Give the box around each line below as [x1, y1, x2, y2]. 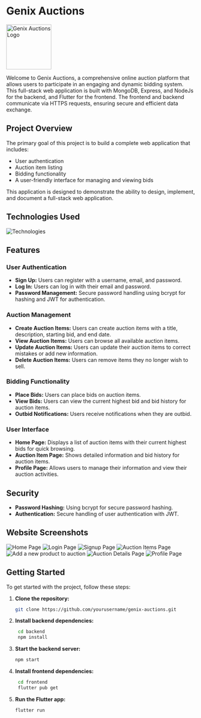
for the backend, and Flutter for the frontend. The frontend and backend [6, 93, 185, 100]
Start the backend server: [14, 645, 81, 653]
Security [6, 488, 39, 498]
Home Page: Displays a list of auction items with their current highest [14, 439, 187, 446]
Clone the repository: [14, 595, 70, 602]
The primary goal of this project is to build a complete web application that [6, 139, 190, 146]
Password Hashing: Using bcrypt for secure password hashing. [14, 503, 173, 511]
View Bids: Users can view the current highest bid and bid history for [14, 397, 187, 405]
